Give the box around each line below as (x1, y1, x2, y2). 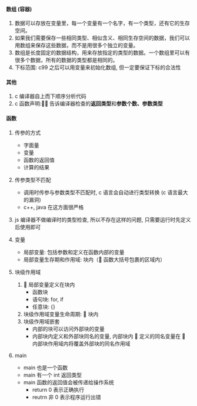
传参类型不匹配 (14, 176, 51, 183)
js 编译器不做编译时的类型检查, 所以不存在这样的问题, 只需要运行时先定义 (14, 216, 191, 223)
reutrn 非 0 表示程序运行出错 (32, 393, 101, 401)
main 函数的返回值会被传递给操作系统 (23, 378, 115, 386)
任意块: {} (32, 303, 56, 310)
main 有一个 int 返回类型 (23, 371, 82, 378)
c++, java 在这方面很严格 (23, 204, 84, 211)
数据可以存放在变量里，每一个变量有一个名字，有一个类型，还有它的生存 (14, 19, 190, 27)
